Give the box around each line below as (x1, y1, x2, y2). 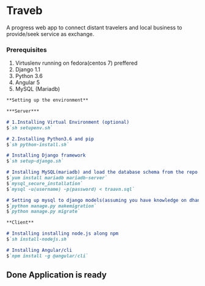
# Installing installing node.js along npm (6, 231, 119, 237)
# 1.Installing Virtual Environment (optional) (6, 119, 130, 125)
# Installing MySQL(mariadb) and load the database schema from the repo (6, 169, 198, 176)
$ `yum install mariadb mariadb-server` (6, 175, 108, 181)
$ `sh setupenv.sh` (6, 124, 53, 131)
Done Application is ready (6, 270, 107, 281)
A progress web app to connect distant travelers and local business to (6, 24, 182, 31)
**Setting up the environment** (6, 97, 88, 104)
